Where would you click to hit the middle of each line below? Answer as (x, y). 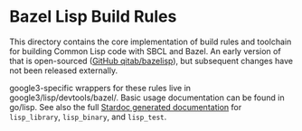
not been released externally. (64, 70)
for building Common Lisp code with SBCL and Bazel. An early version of (146, 51)
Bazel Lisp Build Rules (93, 17)
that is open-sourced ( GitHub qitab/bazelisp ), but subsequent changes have (151, 61)
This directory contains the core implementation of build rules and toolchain (151, 42)
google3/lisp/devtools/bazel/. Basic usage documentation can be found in (147, 98)
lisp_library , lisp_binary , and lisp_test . (88, 117)
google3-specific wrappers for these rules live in (100, 88)
